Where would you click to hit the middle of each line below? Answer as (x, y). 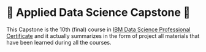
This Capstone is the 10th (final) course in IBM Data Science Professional (98, 29)
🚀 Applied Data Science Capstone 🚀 (98, 13)
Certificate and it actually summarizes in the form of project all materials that (103, 35)
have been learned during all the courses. (59, 42)
